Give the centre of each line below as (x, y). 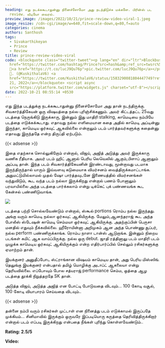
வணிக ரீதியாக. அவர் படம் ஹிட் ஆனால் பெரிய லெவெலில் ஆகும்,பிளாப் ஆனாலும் (82, 158)
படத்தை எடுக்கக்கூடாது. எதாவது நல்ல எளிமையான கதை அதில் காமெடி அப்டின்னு (82, 123)
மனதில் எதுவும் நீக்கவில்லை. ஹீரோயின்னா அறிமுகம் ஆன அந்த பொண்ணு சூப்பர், (81, 227)
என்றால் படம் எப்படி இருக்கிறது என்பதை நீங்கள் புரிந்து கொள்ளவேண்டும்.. (74, 322)
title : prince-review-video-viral (41, 55)
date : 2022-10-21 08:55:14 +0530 (39, 92)
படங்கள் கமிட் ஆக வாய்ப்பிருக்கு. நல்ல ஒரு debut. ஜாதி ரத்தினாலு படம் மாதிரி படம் (82, 239)
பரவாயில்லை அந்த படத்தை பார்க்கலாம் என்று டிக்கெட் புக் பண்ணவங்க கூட (74, 186)
